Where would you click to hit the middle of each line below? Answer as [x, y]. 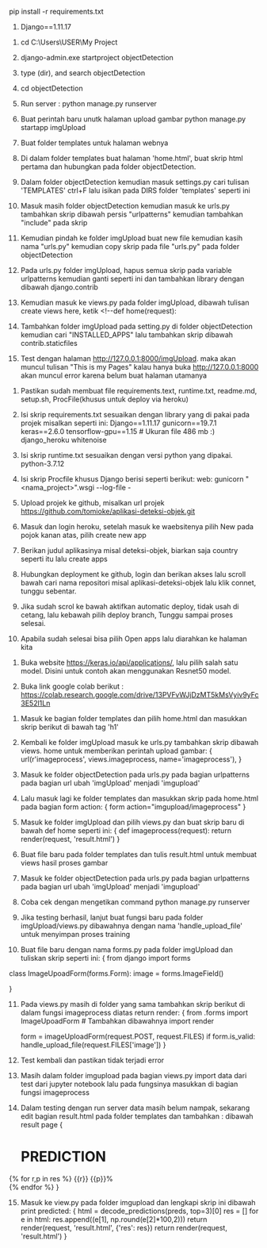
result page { [42, 1125]
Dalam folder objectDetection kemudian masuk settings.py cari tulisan [135, 182]
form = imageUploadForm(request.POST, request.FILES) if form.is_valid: [138, 1036]
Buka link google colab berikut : [72, 686]
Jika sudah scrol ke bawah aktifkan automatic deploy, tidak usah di [130, 607]
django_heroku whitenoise [63, 440]
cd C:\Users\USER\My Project [69, 42]
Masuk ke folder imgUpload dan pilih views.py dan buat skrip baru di [132, 822]
